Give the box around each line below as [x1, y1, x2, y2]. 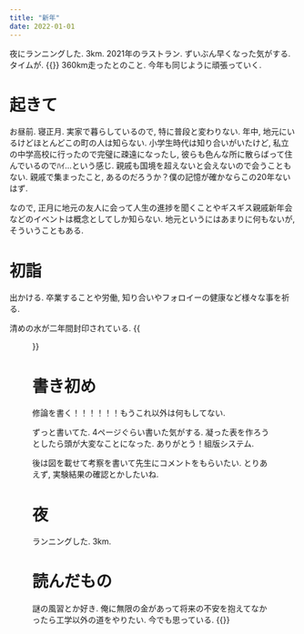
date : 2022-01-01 [9, 22, 76, 31]
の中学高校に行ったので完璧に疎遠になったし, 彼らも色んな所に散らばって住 [9, 149, 293, 160]
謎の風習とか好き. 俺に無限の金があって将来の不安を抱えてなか [32, 603, 268, 614]
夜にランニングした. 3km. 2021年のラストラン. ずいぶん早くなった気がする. [9, 47, 291, 59]
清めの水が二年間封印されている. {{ [9, 323, 141, 334]
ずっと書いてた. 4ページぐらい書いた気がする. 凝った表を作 [32, 427, 254, 438]
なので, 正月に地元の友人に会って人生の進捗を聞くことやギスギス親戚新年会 [9, 202, 293, 214]
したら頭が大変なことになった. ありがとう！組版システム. [39, 438, 255, 449]
